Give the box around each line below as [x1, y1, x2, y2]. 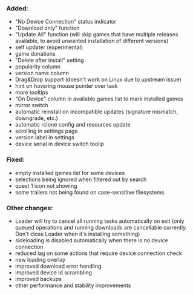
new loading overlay [15, 256, 66, 263]
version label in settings [15, 134, 74, 141]
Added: [6, 4, 28, 13]
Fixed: [6, 156, 25, 164]
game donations [15, 50, 56, 58]
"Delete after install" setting [15, 56, 84, 64]
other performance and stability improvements [15, 282, 131, 289]
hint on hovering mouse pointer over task [15, 82, 118, 90]
